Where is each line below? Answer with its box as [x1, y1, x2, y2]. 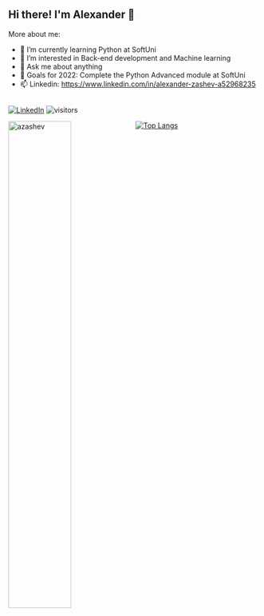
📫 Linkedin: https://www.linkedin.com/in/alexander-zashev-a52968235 [19, 79, 257, 89]
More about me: [8, 29, 61, 38]
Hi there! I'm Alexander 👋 [8, 8, 136, 22]
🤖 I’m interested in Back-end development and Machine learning [19, 53, 231, 62]
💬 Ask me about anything [19, 62, 103, 71]
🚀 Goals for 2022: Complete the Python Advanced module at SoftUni [19, 70, 246, 80]
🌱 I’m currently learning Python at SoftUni [19, 45, 157, 54]
